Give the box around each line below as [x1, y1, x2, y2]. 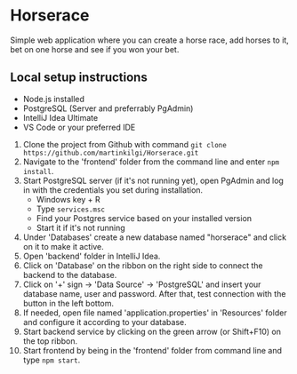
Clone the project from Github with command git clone [22, 139, 228, 149]
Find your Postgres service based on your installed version [36, 212, 253, 223]
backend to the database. [22, 269, 117, 280]
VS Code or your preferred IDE [22, 122, 136, 132]
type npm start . [22, 354, 81, 365]
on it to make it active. [22, 241, 105, 251]
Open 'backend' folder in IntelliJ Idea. [22, 251, 161, 261]
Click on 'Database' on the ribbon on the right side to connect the [22, 259, 263, 271]
